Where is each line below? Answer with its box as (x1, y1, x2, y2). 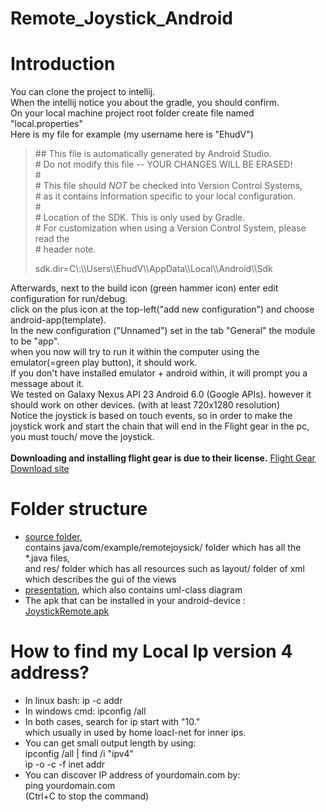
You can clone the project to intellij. (10, 86, 156, 98)
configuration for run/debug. (10, 293, 128, 305)
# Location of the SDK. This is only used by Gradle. (34, 212, 246, 224)
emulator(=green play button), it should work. (10, 357, 198, 369)
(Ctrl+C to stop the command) (24, 790, 150, 802)
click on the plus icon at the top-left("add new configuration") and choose (10, 303, 315, 316)
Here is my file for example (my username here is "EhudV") (10, 128, 254, 141)
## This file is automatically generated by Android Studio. (34, 148, 272, 160)
